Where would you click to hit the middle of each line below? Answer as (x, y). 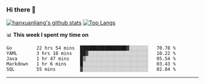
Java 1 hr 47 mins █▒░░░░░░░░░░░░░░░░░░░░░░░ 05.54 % (91, 59)
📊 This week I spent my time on (48, 35)
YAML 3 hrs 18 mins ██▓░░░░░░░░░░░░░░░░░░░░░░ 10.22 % (91, 54)
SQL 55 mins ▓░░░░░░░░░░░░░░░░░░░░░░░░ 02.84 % (91, 69)
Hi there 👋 (21, 10)
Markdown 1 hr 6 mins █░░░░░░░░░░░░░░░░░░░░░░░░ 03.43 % (91, 64)
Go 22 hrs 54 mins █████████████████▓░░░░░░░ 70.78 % (91, 48)
